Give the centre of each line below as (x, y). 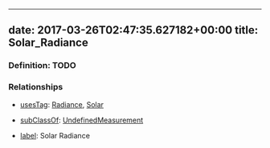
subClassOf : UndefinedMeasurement (82, 120)
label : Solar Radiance (55, 135)
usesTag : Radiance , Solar (62, 104)
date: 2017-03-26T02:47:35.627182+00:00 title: (133, 30)
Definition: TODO (42, 66)
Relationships (36, 87)
